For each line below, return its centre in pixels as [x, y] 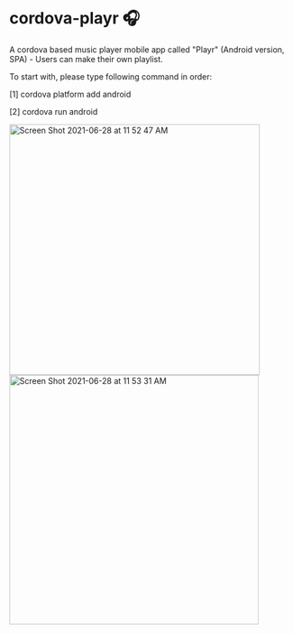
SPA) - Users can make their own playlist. [87, 59]
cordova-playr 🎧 [75, 19]
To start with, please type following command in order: [111, 76]
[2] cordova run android [54, 111]
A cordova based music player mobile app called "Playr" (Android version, [147, 49]
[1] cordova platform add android [70, 94]
